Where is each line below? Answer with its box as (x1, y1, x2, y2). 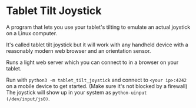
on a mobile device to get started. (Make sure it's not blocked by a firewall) (6, 82, 188, 89)
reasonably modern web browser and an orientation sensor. (6, 47, 151, 54)
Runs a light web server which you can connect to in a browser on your (6, 59, 179, 66)
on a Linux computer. (6, 29, 58, 36)
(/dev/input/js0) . (6, 95, 50, 102)
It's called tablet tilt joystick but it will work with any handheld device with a (6, 41, 188, 48)
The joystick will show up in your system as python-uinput (6, 89, 147, 96)
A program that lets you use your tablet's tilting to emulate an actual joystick (6, 23, 191, 31)
